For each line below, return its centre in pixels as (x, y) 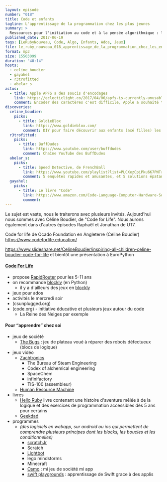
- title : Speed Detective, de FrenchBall (62, 167)
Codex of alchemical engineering (61, 368)
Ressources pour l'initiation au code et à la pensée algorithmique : (84, 33)
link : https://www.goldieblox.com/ (60, 126)
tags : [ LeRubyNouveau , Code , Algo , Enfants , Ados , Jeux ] (65, 42)
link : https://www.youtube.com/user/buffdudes (72, 149)
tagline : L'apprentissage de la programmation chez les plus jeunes (78, 24)
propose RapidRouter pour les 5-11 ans (52, 277)
